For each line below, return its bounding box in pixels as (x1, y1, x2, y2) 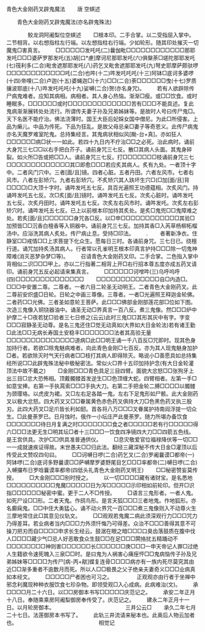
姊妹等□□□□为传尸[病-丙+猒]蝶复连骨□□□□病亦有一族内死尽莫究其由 (11, 558, 195, 565)
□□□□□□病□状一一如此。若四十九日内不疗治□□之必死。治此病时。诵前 (6, 138, 195, 145)
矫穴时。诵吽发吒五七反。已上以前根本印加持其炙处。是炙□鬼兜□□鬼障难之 (6, 207, 198, 214)
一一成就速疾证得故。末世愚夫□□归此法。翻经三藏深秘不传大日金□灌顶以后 (6, 443, 198, 451)
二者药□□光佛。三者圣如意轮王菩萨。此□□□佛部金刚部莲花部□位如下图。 (6, 299, 196, 305)
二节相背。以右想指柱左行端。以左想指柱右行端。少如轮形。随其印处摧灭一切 (6, 39, 199, 46)
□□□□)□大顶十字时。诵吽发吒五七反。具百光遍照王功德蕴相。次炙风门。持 (6, 184, 199, 191)
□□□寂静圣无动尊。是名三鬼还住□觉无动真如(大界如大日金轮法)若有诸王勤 (6, 321, 196, 329)
